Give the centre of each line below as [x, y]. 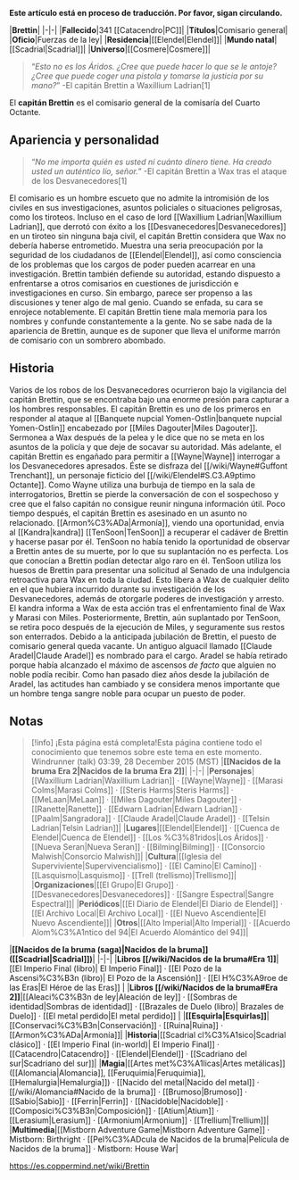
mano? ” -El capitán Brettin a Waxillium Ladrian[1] [121, 85]
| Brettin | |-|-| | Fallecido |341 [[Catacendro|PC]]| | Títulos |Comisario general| [149, 30]
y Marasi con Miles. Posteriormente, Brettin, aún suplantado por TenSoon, [145, 617]
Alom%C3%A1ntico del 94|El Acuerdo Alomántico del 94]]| [140, 933]
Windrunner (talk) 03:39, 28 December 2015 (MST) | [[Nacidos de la [156, 761]
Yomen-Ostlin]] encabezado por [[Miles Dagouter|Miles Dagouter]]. [133, 428]
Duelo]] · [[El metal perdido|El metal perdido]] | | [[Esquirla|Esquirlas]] [138, 1016]
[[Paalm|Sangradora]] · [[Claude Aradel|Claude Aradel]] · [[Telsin [150, 819]
